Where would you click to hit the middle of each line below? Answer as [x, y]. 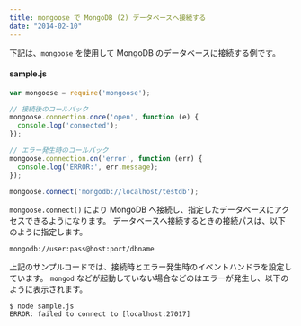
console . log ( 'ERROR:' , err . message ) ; [88, 167]
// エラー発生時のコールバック [59, 150]
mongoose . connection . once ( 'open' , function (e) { [104, 118]
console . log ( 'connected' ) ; [68, 126]
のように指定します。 [49, 232]
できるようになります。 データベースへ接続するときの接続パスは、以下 [155, 221]
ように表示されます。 [49, 289]
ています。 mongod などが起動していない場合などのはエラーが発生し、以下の [149, 278]
